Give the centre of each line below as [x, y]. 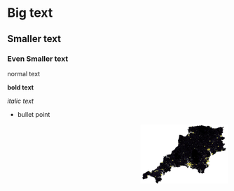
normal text [24, 73]
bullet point [34, 114]
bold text [20, 87]
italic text [20, 101]
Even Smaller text [38, 59]
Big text [30, 13]
